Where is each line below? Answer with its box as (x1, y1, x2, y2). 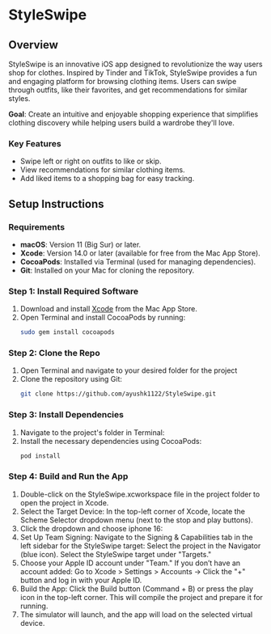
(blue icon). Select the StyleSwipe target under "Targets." (19, 549, 212, 559)
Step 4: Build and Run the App (8, 471, 129, 482)
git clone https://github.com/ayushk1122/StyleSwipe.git (19, 390, 217, 398)
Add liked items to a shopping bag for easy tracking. (19, 174, 195, 184)
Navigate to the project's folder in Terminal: (19, 427, 165, 437)
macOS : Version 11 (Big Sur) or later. (19, 239, 142, 249)
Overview (8, 38, 59, 52)
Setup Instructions (8, 197, 104, 211)
